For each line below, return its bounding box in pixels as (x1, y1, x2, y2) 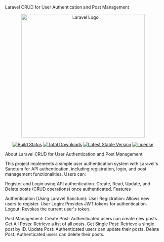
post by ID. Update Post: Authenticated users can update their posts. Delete (5, 226, 160, 232)
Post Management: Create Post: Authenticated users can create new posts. (5, 216, 159, 221)
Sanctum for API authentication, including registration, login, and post (5, 166, 147, 172)
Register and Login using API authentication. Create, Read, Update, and (5, 181, 151, 187)
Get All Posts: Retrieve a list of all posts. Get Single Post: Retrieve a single (5, 221, 155, 227)
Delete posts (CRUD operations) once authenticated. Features (5, 186, 131, 192)
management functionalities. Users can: (5, 171, 86, 177)
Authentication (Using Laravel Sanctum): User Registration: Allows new (5, 196, 150, 202)
